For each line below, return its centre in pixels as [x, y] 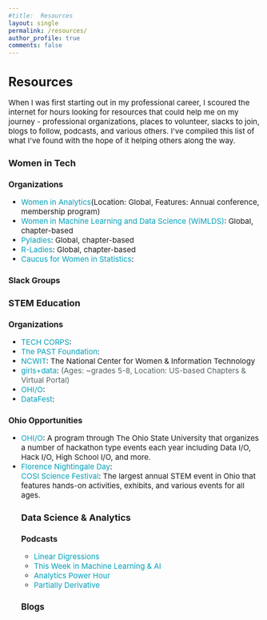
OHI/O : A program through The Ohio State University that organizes [140, 438]
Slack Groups [34, 280]
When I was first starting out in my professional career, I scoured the [129, 102]
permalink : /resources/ [48, 30]
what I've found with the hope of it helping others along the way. [122, 140]
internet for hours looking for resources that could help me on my [124, 112]
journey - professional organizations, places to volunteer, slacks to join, [134, 121]
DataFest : [38, 399]
